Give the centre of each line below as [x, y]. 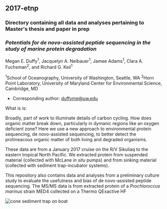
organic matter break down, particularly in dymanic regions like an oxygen [82, 123]
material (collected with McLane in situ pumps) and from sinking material [81, 160]
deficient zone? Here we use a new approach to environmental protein [78, 129]
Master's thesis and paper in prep [47, 29]
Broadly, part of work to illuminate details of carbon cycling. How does [78, 118]
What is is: [16, 108]
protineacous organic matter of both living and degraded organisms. [76, 139]
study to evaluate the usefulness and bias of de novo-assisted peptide [78, 180]
